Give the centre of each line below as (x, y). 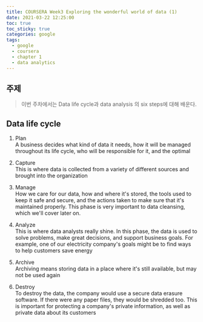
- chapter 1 (27, 57)
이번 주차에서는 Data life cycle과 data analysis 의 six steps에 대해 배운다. (109, 104)
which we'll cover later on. (48, 213)
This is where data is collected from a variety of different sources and (102, 169)
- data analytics (34, 62)
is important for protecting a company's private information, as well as (103, 306)
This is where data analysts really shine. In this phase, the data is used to (106, 231)
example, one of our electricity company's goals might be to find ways (103, 244)
